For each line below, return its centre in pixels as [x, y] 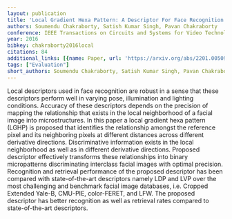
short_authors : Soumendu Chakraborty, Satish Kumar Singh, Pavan [103, 71]
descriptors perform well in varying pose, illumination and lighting [100, 98]
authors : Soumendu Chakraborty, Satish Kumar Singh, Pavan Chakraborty [112, 26]
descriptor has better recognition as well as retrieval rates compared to [108, 200]
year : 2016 [23, 39]
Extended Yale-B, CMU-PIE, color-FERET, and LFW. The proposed [101, 193]
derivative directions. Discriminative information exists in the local [100, 142]
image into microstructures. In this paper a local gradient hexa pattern [106, 120]
